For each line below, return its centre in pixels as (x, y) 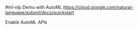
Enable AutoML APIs (26, 22)
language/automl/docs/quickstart (40, 12)
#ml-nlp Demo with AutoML (34, 7)
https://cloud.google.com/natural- (98, 7)
